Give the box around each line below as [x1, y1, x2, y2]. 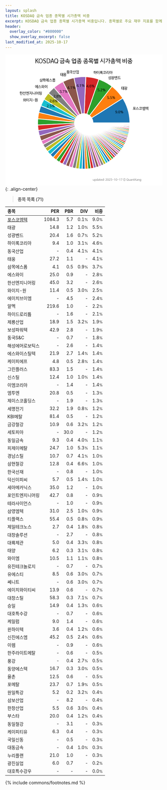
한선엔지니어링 [7, 280, 36, 286]
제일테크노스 [7, 524, 32, 530]
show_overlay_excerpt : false [9, 34, 70, 39]
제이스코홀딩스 [7, 397, 36, 404]
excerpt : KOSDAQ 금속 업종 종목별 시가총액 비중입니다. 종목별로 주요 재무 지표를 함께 [5, 18, 163, 23]
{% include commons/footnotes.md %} [5, 780, 86, 786]
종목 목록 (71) [17, 196, 44, 202]
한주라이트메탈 [7, 650, 36, 656]
